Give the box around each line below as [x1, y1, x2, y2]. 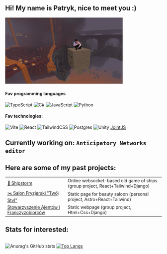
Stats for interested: [5, 226, 69, 234]
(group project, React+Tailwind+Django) [68, 183, 150, 189]
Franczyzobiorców [7, 210, 46, 216]
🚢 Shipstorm [7, 180, 33, 186]
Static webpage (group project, [68, 204, 132, 210]
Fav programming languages [5, 91, 66, 97]
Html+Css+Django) [68, 210, 107, 216]
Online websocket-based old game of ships [68, 177, 158, 184]
